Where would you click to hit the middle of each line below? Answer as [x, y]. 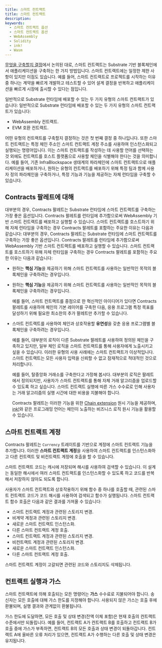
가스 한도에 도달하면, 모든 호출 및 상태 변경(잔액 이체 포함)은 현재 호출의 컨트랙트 [81, 616]
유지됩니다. [15, 640]
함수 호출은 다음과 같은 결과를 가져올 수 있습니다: [56, 502]
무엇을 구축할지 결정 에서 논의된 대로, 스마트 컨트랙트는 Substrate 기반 [71, 65]
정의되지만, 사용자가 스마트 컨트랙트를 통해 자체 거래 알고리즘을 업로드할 [89, 381]
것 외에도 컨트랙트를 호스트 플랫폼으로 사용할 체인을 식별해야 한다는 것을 [73, 156]
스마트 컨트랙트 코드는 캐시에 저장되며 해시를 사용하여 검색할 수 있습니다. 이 [76, 467]
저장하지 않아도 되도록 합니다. [42, 479]
